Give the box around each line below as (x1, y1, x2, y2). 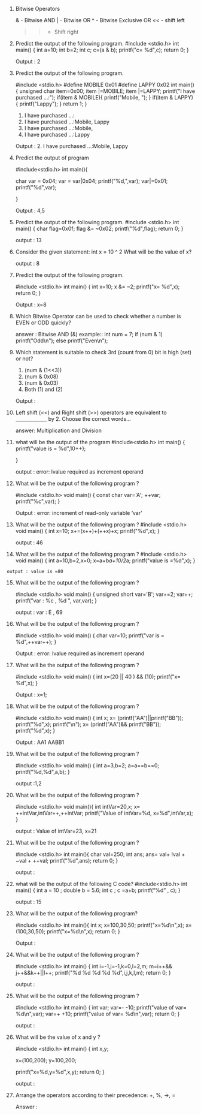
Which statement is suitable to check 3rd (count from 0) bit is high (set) (15, 349, 192, 355)
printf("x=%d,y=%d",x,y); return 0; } (15, 1068, 105, 1075)
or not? (15, 355, 33, 362)
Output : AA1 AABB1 (15, 739, 65, 746)
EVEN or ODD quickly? (15, 319, 71, 326)
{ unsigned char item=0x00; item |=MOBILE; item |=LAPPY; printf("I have (15, 88, 196, 95)
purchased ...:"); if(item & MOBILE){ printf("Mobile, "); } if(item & (15, 94, 173, 101)
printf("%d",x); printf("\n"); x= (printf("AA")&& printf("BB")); (15, 721, 161, 728)
